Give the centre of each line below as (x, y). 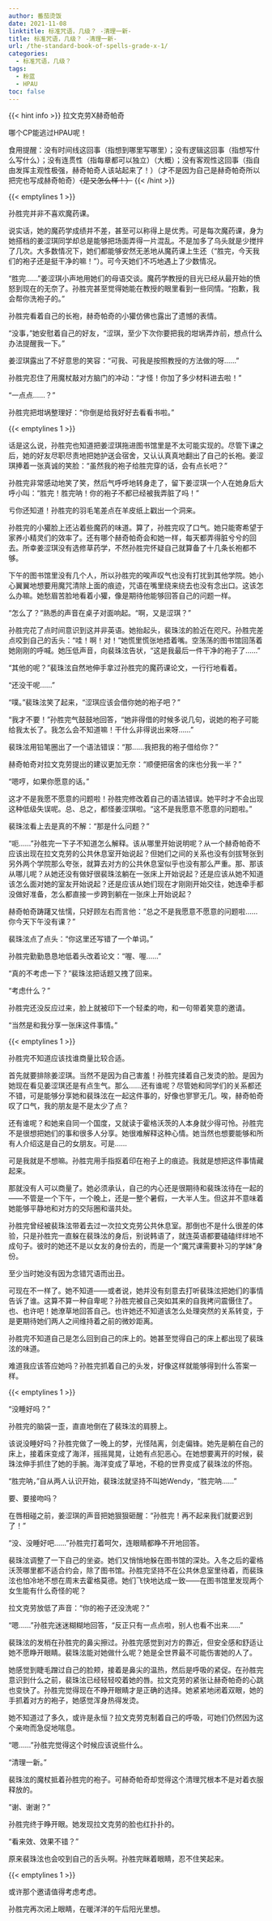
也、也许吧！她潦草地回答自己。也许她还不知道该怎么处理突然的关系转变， (132, 1311)
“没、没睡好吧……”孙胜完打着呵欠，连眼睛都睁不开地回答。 (106, 1543)
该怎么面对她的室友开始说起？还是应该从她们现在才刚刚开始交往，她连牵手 (132, 884)
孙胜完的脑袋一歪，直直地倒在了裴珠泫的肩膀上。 (90, 1426)
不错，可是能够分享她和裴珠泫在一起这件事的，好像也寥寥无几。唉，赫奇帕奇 (136, 1096)
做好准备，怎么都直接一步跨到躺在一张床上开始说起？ (104, 894)
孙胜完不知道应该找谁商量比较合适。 (69, 1058)
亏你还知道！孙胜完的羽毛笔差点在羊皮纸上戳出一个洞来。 (104, 511)
